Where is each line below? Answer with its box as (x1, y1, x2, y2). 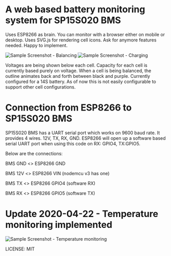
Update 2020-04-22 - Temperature (5, 208, 158, 220)
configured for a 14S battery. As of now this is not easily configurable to (5, 78, 157, 84)
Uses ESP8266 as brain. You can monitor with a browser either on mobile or (5, 31, 165, 37)
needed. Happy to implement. (5, 42, 68, 48)
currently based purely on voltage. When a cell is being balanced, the (5, 68, 152, 74)
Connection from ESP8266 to (5, 102, 132, 114)
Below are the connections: (5, 150, 63, 157)
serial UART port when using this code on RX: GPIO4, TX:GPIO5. (5, 140, 140, 146)
